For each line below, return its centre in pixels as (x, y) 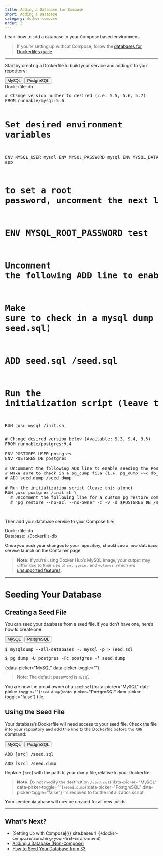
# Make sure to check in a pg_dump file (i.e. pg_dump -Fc (77, 473)
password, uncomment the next (77, 200)
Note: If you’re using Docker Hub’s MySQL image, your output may (83, 560)
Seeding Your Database (53, 595)
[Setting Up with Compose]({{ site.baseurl (54, 833)
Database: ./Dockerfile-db (31, 536)
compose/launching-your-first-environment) (56, 838)
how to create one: (24, 629)
